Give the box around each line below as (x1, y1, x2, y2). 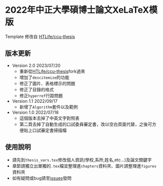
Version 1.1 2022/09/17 (12, 98, 58, 104)
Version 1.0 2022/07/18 (12, 109, 59, 115)
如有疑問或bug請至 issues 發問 (12, 175, 72, 181)
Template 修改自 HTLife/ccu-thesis (5, 34, 75, 39)
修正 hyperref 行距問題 (19, 93, 63, 98)
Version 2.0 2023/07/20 (12, 62, 61, 68)
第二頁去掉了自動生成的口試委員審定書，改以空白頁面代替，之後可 (19, 121, 152, 127)
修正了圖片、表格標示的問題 (19, 80, 76, 86)
